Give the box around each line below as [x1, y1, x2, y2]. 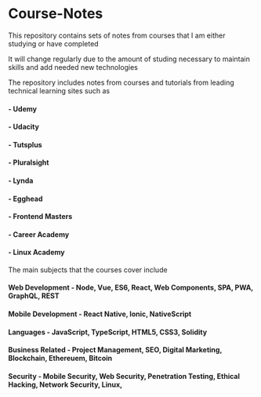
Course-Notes [8, 5, 103, 23]
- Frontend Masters [8, 212, 73, 221]
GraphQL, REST [8, 291, 60, 300]
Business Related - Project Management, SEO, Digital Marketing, [8, 345, 223, 355]
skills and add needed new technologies [8, 62, 139, 71]
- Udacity [8, 122, 39, 132]
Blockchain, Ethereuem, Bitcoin [8, 354, 113, 363]
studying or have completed [8, 38, 100, 48]
